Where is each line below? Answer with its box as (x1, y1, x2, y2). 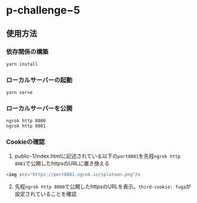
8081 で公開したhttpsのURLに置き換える (14, 159, 110, 167)
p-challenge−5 (6, 4, 81, 17)
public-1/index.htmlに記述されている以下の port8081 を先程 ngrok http (14, 152, 181, 159)
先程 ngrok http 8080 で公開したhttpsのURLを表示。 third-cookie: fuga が (14, 183, 191, 190)
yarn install (6, 61, 38, 67)
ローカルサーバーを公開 (6, 104, 72, 112)
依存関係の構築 (6, 48, 49, 56)
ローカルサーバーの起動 (6, 76, 72, 84)
